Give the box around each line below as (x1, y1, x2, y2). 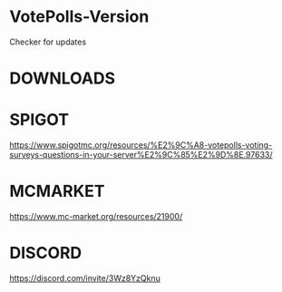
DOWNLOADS (9, 68, 116, 89)
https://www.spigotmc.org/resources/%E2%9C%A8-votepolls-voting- (9, 140, 273, 151)
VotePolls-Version (9, 6, 150, 27)
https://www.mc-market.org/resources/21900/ (9, 211, 183, 221)
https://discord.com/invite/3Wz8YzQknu (9, 272, 160, 283)
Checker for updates (9, 36, 87, 47)
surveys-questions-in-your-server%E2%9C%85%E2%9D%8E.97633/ (9, 150, 273, 161)
